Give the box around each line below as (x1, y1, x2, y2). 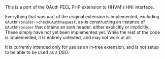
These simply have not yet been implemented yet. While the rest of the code (5, 29, 160, 35)
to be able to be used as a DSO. (5, 49, 69, 55)
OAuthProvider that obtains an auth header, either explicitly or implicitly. (5, 24, 150, 30)
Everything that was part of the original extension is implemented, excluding (5, 14, 160, 19)
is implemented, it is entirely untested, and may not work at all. (5, 34, 132, 40)
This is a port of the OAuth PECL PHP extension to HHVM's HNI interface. (5, 4, 154, 10)
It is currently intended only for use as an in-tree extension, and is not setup (5, 44, 159, 50)
